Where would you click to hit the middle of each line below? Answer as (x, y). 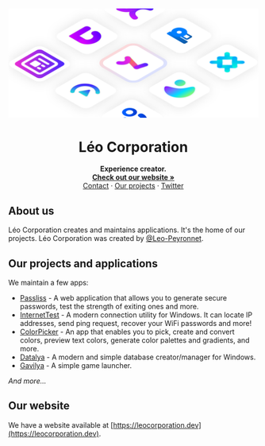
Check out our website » (133, 177)
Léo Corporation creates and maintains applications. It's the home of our (127, 230)
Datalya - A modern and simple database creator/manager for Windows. (138, 357)
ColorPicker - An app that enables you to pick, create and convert (127, 332)
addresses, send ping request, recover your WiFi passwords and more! (136, 324)
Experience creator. (133, 169)
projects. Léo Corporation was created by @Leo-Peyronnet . (106, 239)
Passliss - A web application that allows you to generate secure (123, 298)
